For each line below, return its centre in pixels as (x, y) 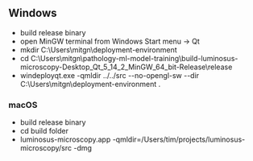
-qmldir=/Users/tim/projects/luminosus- (179, 139)
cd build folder (44, 131)
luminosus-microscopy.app (65, 139)
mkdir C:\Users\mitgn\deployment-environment (98, 50)
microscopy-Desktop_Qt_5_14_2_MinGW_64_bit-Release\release (126, 67)
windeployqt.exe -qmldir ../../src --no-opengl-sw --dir (110, 75)
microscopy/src (46, 148)
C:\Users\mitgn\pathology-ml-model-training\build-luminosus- (135, 58)
